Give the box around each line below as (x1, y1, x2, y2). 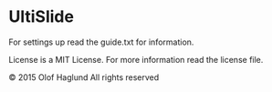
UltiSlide (8, 6, 75, 27)
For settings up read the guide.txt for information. (8, 36, 194, 47)
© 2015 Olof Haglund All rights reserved (8, 71, 160, 83)
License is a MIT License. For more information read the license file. (8, 54, 264, 65)
